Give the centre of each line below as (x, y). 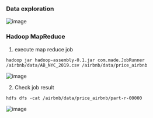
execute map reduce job (44, 49)
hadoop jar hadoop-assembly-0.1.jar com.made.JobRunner (75, 60)
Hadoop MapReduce (36, 37)
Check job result (34, 87)
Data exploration (30, 9)
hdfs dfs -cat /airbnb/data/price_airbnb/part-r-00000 (74, 98)
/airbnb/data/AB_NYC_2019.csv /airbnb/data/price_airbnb (77, 65)
